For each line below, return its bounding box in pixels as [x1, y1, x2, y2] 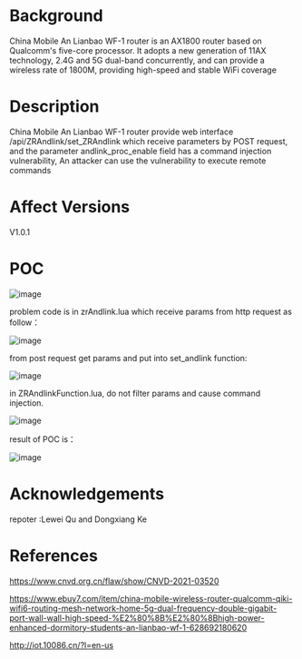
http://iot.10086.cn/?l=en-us [9, 639, 114, 650]
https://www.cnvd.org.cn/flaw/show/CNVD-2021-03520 [9, 575, 219, 586]
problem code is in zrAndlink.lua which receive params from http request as [9, 306, 293, 317]
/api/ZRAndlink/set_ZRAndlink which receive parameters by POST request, [9, 135, 288, 146]
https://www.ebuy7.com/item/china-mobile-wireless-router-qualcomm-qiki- [9, 593, 293, 604]
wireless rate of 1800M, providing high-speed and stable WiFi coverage [9, 64, 277, 75]
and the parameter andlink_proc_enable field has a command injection [9, 145, 272, 156]
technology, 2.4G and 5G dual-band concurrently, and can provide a [9, 54, 265, 65]
